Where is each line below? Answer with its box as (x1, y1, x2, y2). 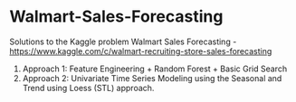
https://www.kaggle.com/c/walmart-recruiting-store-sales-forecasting (9, 45, 272, 56)
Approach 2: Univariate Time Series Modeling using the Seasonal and (22, 72, 282, 83)
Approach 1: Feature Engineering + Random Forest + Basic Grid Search (22, 63, 288, 74)
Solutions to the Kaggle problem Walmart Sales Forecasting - (9, 36, 237, 47)
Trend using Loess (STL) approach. (22, 82, 155, 93)
